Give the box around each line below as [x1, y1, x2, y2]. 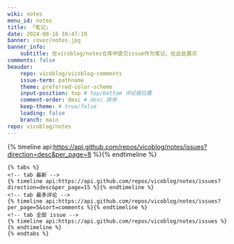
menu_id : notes [7, 17, 53, 24]
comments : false [7, 57, 55, 64]
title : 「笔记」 [7, 23, 51, 31]
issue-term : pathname [20, 76, 84, 84]
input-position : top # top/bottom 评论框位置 [20, 90, 152, 97]
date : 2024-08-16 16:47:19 [7, 30, 87, 38]
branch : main [20, 116, 59, 123]
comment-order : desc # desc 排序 [20, 97, 117, 104]
